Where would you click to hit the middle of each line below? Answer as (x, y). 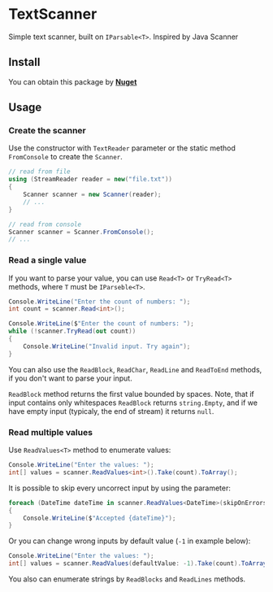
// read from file (39, 172)
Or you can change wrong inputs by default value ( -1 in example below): (130, 541)
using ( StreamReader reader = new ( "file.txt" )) (91, 180)
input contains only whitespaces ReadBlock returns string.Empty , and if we (133, 403)
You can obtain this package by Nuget (73, 81)
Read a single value (48, 260)
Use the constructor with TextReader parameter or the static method (122, 148)
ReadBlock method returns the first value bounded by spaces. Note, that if (131, 394)
